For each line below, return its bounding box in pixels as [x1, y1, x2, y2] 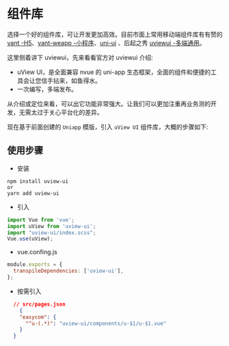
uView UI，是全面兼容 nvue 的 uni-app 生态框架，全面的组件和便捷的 [16, 68, 211, 76]
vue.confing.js [16, 248, 58, 256]
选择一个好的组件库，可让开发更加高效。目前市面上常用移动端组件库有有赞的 [7, 30, 223, 38]
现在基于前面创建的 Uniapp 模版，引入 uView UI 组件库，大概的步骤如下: [7, 123, 208, 131]
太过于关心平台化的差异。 [30, 108, 103, 116]
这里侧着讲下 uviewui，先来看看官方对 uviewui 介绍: [7, 53, 153, 62]
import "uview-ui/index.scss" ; [7, 229, 96, 236]
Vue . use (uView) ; [7, 236, 53, 243]
